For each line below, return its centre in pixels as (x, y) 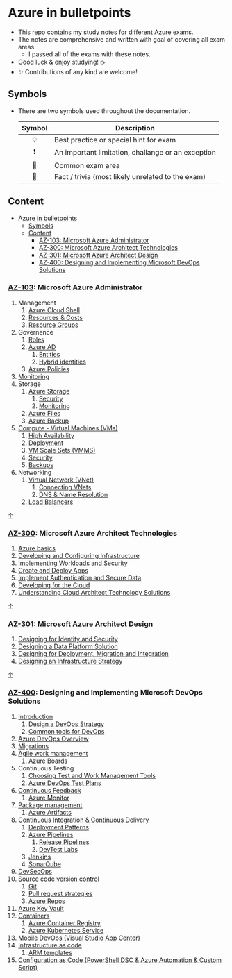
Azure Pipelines (51, 834)
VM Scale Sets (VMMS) (62, 450)
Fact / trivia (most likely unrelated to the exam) (130, 176)
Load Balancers (51, 502)
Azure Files (44, 413)
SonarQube (45, 864)
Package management (50, 805)
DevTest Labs (58, 849)
